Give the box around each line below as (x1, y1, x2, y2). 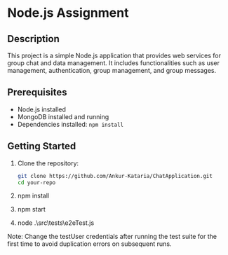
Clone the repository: (17, 159, 79, 167)
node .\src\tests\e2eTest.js (17, 219, 95, 227)
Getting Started (7, 140, 76, 152)
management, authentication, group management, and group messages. (7, 67, 217, 74)
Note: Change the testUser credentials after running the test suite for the (7, 233, 217, 241)
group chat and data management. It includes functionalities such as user (7, 59, 220, 67)
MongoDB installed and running (17, 112, 109, 120)
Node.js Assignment (7, 5, 129, 21)
